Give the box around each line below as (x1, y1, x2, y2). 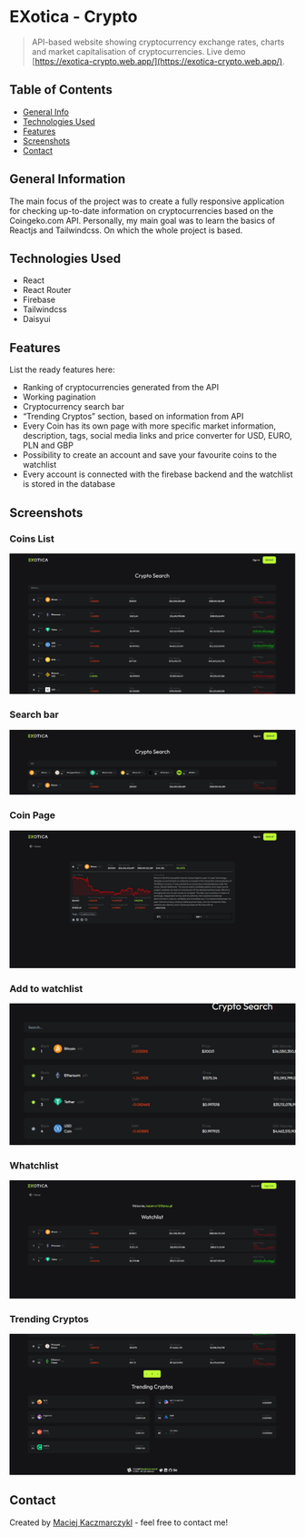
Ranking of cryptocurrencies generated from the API (22, 382, 220, 393)
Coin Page (9, 809, 56, 822)
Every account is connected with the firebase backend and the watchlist (22, 469, 293, 480)
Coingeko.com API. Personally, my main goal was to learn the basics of (9, 215, 275, 226)
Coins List (9, 532, 54, 545)
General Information (9, 171, 126, 187)
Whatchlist (9, 1158, 59, 1171)
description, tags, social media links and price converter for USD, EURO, (22, 430, 292, 441)
